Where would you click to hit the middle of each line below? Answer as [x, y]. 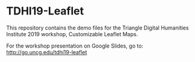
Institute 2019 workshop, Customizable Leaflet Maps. [72, 34]
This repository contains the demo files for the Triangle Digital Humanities [97, 28]
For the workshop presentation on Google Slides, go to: [75, 46]
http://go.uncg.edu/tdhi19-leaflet [47, 52]
